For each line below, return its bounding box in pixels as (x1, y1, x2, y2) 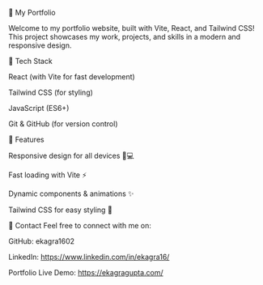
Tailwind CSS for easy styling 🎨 (8, 205, 113, 215)
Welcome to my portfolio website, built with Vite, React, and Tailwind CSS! (8, 23, 255, 32)
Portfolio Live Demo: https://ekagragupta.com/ (8, 268, 163, 277)
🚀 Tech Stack (8, 57, 53, 66)
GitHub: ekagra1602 (8, 236, 75, 246)
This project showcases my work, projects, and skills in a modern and (8, 32, 241, 41)
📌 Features (8, 134, 45, 144)
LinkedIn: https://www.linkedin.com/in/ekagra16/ (8, 252, 170, 262)
